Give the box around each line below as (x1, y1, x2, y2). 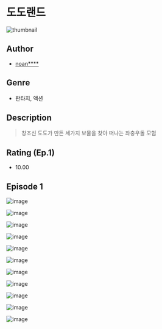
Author (6, 44, 33, 54)
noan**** (15, 60, 39, 67)
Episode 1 (6, 181, 44, 192)
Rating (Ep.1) (6, 147, 55, 158)
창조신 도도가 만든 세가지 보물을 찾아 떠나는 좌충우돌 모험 (21, 129, 157, 137)
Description (6, 112, 52, 122)
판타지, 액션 (15, 94, 44, 102)
